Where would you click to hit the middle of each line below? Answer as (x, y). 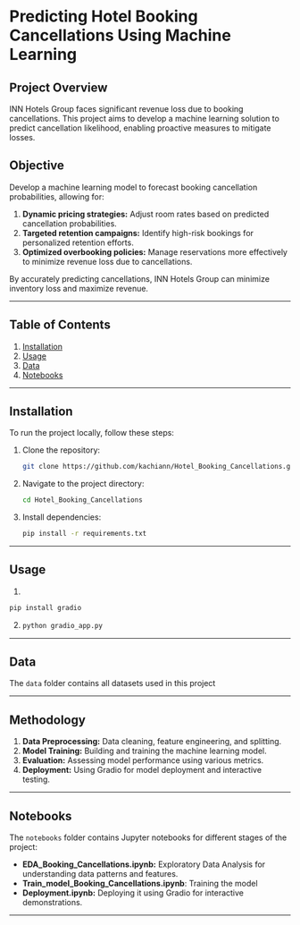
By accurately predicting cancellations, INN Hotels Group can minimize (140, 278)
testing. (36, 779)
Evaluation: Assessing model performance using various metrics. (143, 760)
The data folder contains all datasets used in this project (112, 683)
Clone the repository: (61, 450)
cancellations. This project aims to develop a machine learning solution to (144, 119)
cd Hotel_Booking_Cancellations (82, 500)
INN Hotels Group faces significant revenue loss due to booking (126, 109)
